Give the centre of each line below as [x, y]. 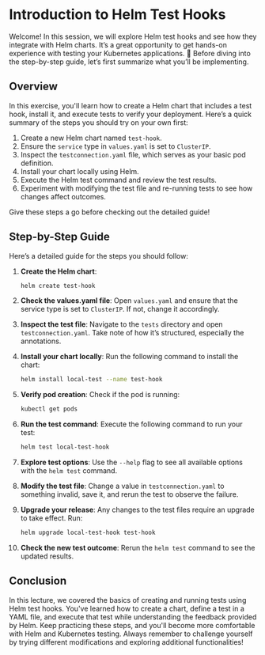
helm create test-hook [58, 286]
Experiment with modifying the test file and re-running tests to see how [136, 188]
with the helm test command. [69, 471]
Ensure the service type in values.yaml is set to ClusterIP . [116, 146]
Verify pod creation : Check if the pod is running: [100, 395]
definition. [37, 163]
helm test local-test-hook [65, 447]
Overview [34, 87]
